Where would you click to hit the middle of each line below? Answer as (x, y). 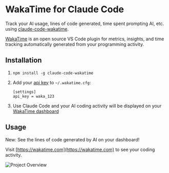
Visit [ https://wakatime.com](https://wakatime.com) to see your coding (80, 150)
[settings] (24, 92)
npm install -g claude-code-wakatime (53, 73)
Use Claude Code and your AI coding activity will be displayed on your (87, 106)
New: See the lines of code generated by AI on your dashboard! (72, 139)
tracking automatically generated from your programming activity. (75, 44)
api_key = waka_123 (34, 96)
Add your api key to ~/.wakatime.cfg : (52, 82)
